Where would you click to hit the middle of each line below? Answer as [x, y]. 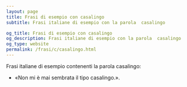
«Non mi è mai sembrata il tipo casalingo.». [67, 78]
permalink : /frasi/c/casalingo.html [51, 50]
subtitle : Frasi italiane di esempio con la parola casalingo [86, 22]
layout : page [22, 11]
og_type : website [28, 44]
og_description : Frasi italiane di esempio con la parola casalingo [94, 39]
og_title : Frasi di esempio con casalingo [59, 33]
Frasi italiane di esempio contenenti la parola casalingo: [74, 66]
